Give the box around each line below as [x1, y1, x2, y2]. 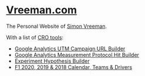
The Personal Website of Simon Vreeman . [6, 23, 107, 30]
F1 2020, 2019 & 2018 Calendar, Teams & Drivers [14, 63, 133, 70]
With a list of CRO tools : [6, 34, 63, 41]
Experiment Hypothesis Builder [14, 57, 90, 64]
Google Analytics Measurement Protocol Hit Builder [14, 51, 140, 58]
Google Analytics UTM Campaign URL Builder [14, 45, 126, 52]
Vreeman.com [6, 3, 77, 17]
